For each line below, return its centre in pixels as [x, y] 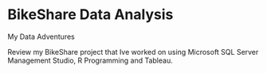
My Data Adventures [41, 36]
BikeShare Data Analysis [90, 15]
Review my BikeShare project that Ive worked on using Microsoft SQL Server [133, 52]
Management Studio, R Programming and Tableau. [90, 60]
